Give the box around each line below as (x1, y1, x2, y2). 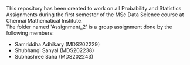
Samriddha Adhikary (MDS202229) (14, 41, 100, 48)
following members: (6, 30, 54, 37)
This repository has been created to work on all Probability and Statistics (6, 5, 182, 12)
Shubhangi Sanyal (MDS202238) (14, 47, 94, 54)
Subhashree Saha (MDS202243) (14, 53, 94, 60)
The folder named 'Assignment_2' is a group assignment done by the (6, 23, 172, 30)
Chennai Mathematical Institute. (6, 17, 83, 24)
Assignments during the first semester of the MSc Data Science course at (6, 11, 184, 18)
